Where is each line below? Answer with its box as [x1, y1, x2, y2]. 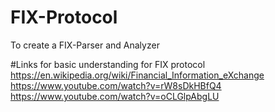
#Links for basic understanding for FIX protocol [10, 58, 206, 70]
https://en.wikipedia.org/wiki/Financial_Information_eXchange [10, 69, 265, 81]
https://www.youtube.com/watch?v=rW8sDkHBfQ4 [10, 79, 222, 91]
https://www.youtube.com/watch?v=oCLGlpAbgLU [10, 90, 220, 102]
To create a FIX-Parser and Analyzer [10, 39, 160, 51]
